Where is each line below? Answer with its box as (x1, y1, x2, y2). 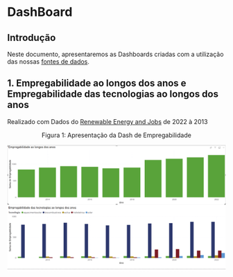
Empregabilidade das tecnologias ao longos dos (7, 88, 218, 100)
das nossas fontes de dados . (7, 57, 90, 66)
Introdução (7, 32, 56, 44)
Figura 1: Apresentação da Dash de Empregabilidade (41, 131, 192, 139)
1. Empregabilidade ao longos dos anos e (7, 78, 187, 89)
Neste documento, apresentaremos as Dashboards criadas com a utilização (7, 50, 224, 58)
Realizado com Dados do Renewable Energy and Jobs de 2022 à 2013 (7, 117, 208, 125)
